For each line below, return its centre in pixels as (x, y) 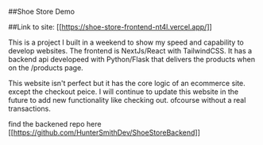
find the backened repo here (55, 124)
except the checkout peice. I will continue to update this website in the (124, 92)
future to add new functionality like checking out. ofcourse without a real (127, 100)
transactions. (30, 108)
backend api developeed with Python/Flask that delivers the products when (132, 59)
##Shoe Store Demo (42, 12)
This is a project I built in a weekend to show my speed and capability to (126, 42)
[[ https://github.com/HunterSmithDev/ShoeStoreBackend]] (104, 132)
